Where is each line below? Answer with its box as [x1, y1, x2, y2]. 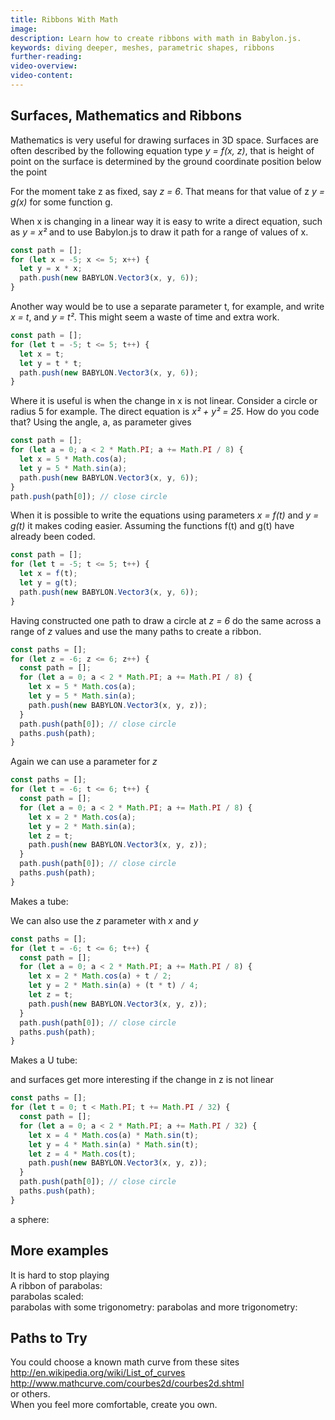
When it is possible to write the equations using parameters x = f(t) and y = [10, 509, 320, 521]
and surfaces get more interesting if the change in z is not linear [10, 1074, 275, 1086]
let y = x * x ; [19, 264, 83, 274]
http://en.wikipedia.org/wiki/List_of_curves [10, 1367, 186, 1379]
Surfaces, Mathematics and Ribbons [10, 107, 242, 125]
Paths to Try [10, 1330, 88, 1347]
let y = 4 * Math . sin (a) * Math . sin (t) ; [28, 1139, 199, 1150]
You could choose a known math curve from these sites [10, 1356, 240, 1368]
